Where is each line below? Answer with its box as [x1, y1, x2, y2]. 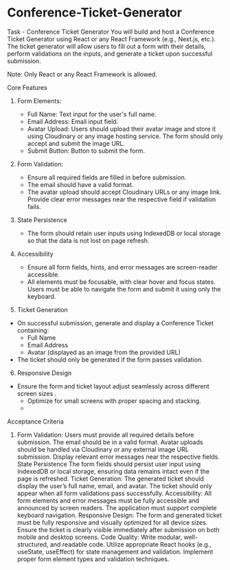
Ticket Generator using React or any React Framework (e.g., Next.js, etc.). [7, 34, 216, 43]
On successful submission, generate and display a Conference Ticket [16, 318, 214, 327]
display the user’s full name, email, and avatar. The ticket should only [16, 481, 213, 490]
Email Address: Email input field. [27, 117, 119, 125]
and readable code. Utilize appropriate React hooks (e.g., [49, 540, 211, 548]
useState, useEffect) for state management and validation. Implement [16, 547, 214, 556]
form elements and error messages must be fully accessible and [16, 496, 200, 505]
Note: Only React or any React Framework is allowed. [7, 70, 158, 78]
